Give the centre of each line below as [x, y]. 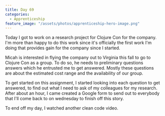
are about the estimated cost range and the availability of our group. [74, 73]
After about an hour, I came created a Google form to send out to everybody [82, 93]
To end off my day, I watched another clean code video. [62, 108]
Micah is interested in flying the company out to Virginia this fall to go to [78, 58]
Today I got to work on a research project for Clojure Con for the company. [81, 38]
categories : [17, 14]
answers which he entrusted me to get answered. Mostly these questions [80, 68]
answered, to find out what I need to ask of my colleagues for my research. [81, 88]
